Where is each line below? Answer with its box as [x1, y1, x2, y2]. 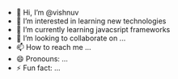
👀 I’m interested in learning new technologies [15, 16, 167, 26]
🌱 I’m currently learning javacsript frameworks [15, 25, 171, 34]
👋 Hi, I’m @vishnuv [15, 8, 79, 17]
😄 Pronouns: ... [15, 54, 69, 64]
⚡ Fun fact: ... [15, 63, 61, 73]
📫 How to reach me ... [15, 43, 91, 52]
